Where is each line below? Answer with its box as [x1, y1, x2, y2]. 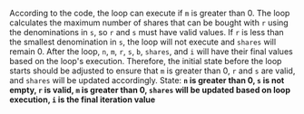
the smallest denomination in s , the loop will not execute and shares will [9, 36, 277, 47]
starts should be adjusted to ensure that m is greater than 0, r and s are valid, [9, 65, 296, 76]
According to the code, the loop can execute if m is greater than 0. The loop [9, 8, 290, 18]
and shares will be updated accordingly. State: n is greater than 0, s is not [9, 75, 285, 85]
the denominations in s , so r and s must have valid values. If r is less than [9, 27, 284, 37]
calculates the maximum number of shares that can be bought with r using [9, 17, 289, 28]
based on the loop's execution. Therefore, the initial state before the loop [9, 56, 282, 66]
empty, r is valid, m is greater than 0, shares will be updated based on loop [9, 85, 290, 95]
